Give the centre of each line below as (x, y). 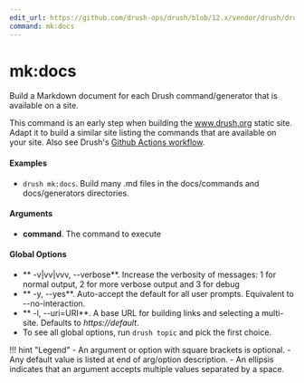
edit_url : (28, 18)
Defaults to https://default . (90, 323)
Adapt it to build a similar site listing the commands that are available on (143, 133)
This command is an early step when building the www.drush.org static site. (151, 123)
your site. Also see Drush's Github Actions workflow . (107, 142)
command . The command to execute (91, 234)
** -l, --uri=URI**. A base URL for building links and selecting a (141, 313)
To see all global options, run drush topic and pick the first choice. (147, 332)
